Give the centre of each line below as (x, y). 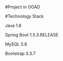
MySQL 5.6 (16, 44)
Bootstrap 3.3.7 (20, 53)
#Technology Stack (24, 16)
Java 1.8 (13, 25)
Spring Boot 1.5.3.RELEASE (32, 35)
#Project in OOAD (23, 7)
